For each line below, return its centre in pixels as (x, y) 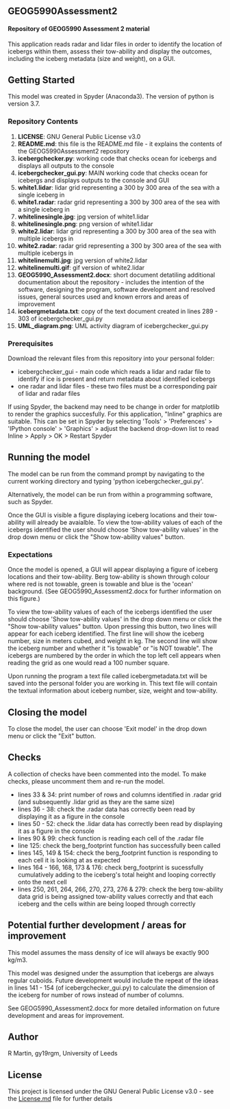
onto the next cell (42, 882)
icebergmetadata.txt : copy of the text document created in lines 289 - (118, 311)
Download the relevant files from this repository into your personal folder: (111, 358)
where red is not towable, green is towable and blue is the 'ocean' (101, 584)
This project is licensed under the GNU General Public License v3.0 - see (111, 1091)
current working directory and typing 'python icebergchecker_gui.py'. (106, 481)
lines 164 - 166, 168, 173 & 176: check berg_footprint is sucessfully (111, 867)
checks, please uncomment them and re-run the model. (86, 781)
